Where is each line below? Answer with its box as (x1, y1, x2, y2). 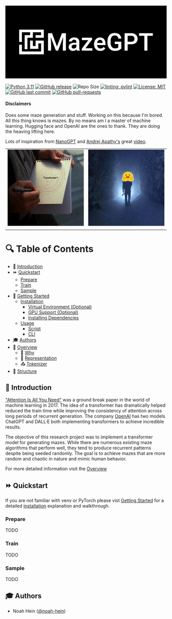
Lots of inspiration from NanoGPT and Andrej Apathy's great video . (5, 138, 147, 144)
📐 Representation (20, 355, 57, 362)
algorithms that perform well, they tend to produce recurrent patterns (5, 445, 152, 451)
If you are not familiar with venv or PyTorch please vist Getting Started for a (5, 497, 164, 504)
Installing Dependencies (28, 315, 79, 321)
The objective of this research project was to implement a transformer (5, 434, 153, 440)
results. (5, 424, 21, 430)
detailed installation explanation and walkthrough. (5, 503, 110, 509)
